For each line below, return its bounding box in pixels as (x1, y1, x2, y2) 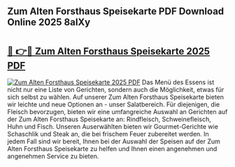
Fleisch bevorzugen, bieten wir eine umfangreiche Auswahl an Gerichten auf (7, 108, 228, 116)
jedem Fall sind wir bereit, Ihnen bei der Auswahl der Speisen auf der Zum (7, 137, 220, 145)
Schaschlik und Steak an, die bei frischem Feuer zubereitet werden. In (7, 130, 210, 138)
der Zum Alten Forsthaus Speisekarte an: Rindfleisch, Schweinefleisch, (7, 115, 212, 123)
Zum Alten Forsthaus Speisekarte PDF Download (7, 6, 225, 17)
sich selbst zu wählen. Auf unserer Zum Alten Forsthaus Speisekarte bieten (7, 93, 225, 101)
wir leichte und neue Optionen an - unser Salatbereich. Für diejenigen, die (7, 100, 220, 109)
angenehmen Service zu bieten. (7, 152, 99, 160)
